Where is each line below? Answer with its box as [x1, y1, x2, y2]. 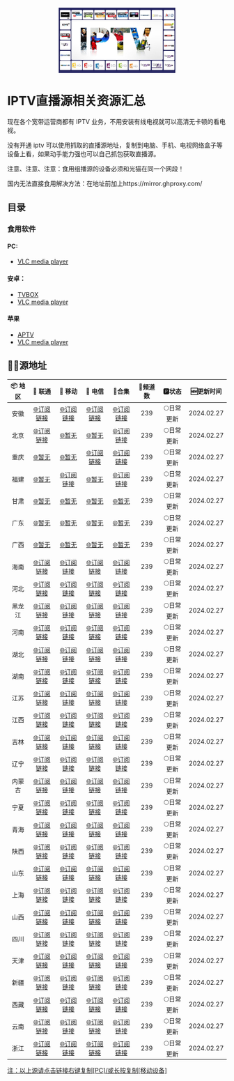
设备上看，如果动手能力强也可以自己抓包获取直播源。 [7, 149, 160, 158]
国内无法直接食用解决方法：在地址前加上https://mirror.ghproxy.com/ [7, 179, 203, 187]
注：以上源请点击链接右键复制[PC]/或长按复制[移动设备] [7, 1066, 167, 1075]
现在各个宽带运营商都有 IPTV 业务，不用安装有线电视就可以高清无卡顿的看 [7, 117, 220, 125]
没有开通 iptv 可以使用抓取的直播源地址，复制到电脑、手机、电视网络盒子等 [7, 141, 223, 149]
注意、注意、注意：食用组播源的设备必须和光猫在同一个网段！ [7, 164, 185, 173]
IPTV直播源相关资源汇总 [7, 93, 146, 109]
